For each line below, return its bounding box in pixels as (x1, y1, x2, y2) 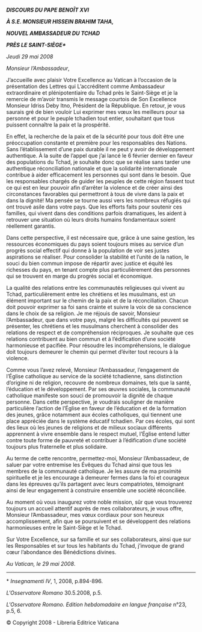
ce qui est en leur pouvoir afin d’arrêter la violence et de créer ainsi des (6, 184, 183, 191)
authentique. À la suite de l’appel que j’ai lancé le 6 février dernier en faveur (6, 152, 194, 159)
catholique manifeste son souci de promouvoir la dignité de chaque (6, 392, 173, 399)
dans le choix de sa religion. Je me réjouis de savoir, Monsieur (6, 310, 161, 317)
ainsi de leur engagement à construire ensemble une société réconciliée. (6, 487, 186, 494)
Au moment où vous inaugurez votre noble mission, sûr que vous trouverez (6, 498, 192, 505)
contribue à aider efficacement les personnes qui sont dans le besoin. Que (6, 171, 191, 178)
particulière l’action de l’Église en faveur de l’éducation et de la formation (6, 405, 186, 411)
